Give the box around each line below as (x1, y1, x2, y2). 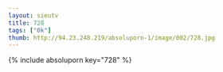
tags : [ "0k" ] (8, 26, 52, 34)
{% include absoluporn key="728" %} (8, 55, 132, 65)
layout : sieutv (8, 11, 59, 20)
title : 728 (8, 19, 45, 27)
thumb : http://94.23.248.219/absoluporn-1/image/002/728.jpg (8, 33, 216, 42)
